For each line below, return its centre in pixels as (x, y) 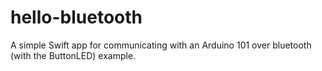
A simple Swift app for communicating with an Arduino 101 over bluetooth (161, 45)
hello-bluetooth (76, 17)
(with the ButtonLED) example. (73, 55)
